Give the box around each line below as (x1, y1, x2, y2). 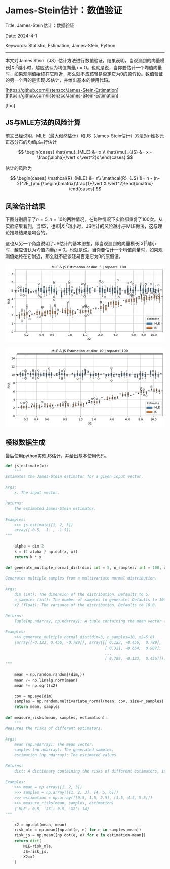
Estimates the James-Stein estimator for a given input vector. (5, 474, 144, 479)
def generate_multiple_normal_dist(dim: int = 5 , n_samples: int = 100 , (5, 565, 162, 570)
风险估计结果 (5, 202, 46, 211)
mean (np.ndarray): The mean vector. (14, 742, 94, 747)
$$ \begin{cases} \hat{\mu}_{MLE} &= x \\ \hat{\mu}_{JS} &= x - (18, 149, 152, 155)
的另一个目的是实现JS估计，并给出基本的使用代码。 (5, 77, 113, 83)
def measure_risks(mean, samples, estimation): (5, 715, 108, 720)
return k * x (14, 554, 42, 559)
